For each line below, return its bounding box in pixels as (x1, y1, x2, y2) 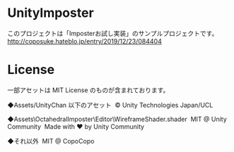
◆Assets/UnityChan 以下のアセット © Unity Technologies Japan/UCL (7, 101, 213, 109)
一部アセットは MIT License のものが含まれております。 (7, 86, 170, 94)
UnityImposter (7, 5, 94, 21)
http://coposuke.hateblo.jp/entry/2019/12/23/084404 (7, 37, 163, 45)
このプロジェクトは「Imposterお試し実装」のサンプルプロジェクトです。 (7, 29, 218, 37)
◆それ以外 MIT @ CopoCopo (7, 137, 95, 145)
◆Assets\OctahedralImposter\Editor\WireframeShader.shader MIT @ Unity (7, 115, 228, 123)
